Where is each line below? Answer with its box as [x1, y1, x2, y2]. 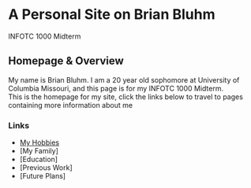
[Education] [19, 155, 58, 164]
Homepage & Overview [8, 54, 124, 68]
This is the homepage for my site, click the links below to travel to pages [8, 92, 243, 101]
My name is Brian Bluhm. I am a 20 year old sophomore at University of [8, 75, 240, 84]
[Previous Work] [19, 163, 73, 172]
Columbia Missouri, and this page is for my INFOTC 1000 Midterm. [8, 83, 223, 93]
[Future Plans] [19, 171, 66, 181]
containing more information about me [8, 100, 133, 109]
